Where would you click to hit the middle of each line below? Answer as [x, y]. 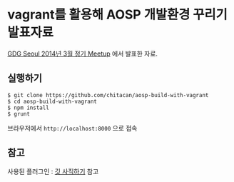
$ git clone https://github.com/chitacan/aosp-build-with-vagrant [108, 95]
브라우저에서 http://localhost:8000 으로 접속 [72, 128]
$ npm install [29, 108]
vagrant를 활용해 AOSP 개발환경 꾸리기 [118, 15]
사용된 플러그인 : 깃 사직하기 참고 [53, 171]
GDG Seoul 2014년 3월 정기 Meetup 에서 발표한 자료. [83, 54]
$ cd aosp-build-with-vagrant [52, 101]
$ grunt [19, 114]
